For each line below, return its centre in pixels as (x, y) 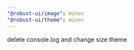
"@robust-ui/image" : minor (46, 13)
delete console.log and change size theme (67, 39)
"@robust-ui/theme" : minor (46, 20)
